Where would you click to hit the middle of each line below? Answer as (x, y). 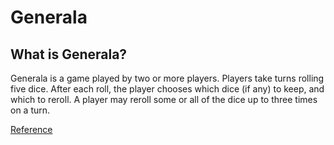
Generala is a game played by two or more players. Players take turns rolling (167, 78)
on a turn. (30, 110)
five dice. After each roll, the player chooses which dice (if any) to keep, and (167, 89)
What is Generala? (69, 54)
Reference (31, 129)
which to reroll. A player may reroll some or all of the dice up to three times (164, 99)
